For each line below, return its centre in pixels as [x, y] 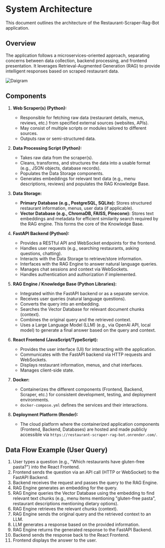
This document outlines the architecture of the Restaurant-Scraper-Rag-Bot [82, 23]
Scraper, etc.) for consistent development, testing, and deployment [88, 394]
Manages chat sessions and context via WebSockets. [74, 269]
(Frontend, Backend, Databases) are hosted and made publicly [83, 429]
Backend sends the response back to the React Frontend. [71, 535]
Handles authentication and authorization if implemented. [78, 274]
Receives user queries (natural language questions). [73, 299]
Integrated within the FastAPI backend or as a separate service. [84, 293]
